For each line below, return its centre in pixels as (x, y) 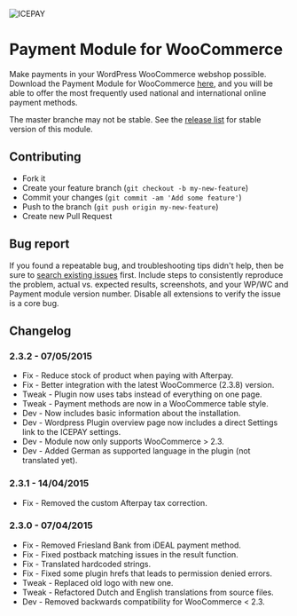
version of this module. (51, 129)
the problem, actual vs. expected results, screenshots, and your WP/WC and (149, 284)
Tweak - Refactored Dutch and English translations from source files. (148, 592)
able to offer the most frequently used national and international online (138, 92)
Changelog (40, 331)
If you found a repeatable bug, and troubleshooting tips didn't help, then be (147, 265)
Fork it (34, 178)
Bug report (39, 244)
